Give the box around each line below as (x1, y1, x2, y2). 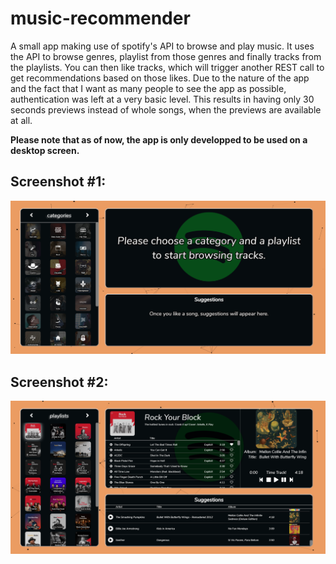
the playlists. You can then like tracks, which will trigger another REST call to (10, 61, 325, 73)
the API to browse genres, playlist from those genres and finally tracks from (10, 50, 322, 62)
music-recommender (10, 7, 191, 30)
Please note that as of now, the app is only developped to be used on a (10, 133, 308, 146)
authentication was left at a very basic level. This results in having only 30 (10, 93, 315, 105)
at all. (10, 114, 33, 126)
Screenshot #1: (10, 173, 107, 191)
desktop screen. (10, 144, 80, 156)
